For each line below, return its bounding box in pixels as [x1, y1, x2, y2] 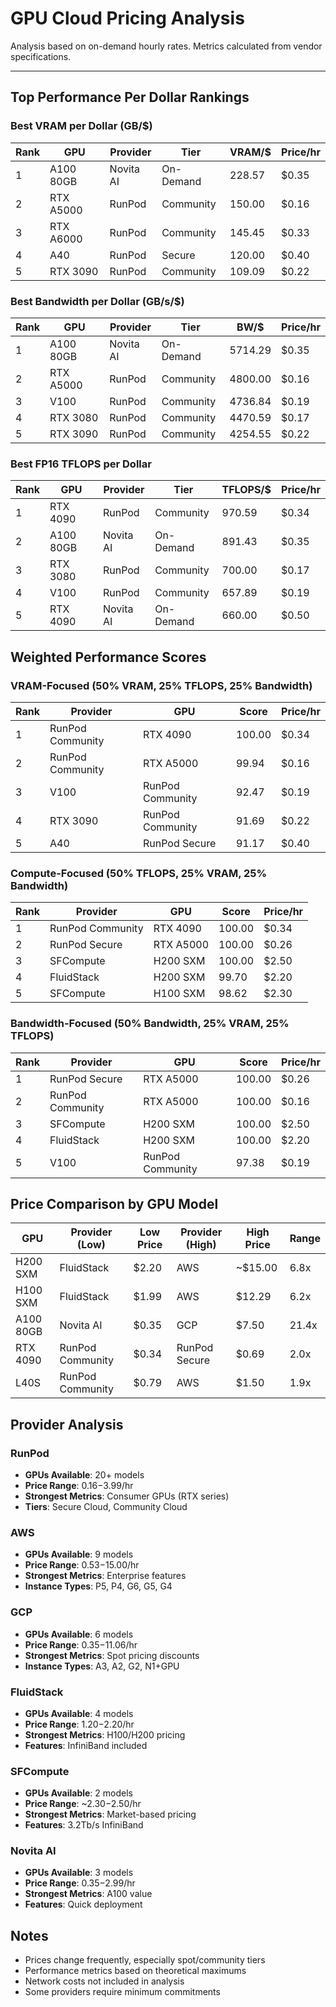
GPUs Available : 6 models [24, 1628, 134, 1640]
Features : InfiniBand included [24, 1739, 148, 1751]
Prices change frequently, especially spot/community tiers [24, 1954, 266, 1966]
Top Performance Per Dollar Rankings [10, 89, 250, 106]
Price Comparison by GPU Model [10, 1195, 219, 1212]
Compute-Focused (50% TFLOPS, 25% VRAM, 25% [10, 866, 268, 880]
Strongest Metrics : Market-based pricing [24, 1808, 197, 1821]
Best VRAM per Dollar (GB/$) [10, 119, 153, 133]
